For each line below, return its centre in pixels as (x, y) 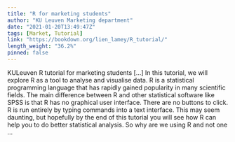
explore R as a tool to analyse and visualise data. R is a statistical (101, 80)
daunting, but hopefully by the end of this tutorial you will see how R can (112, 117)
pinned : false (28, 53)
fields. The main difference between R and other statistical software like (111, 94)
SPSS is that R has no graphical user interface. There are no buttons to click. (118, 102)
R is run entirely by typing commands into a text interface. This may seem (114, 110)
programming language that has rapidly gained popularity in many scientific (116, 87)
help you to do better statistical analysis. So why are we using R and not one (117, 125)
